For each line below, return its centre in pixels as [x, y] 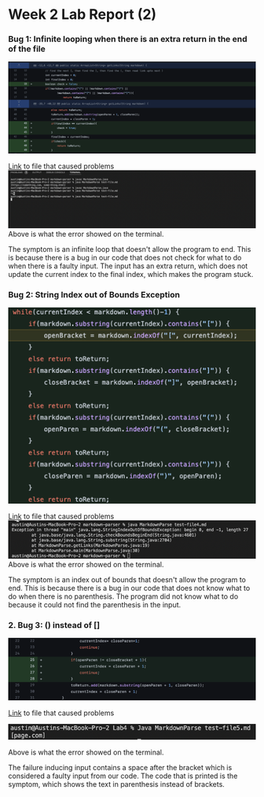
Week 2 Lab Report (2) [82, 15]
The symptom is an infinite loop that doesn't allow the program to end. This [130, 249]
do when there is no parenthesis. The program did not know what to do [123, 596]
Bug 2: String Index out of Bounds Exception [94, 295]
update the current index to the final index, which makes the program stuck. [131, 275]
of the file [27, 49]
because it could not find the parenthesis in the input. [95, 605]
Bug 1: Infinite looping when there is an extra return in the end [128, 39]
